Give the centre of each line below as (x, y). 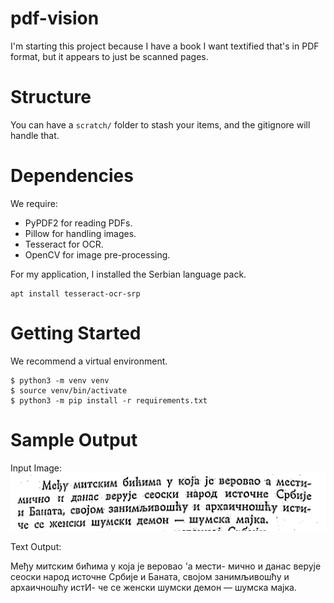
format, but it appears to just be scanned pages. (109, 56)
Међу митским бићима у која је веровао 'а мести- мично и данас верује (166, 566)
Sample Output (74, 439)
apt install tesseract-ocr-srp (75, 293)
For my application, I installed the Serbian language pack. (128, 274)
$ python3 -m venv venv (60, 380)
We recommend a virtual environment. (89, 361)
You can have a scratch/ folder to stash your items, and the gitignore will (160, 124)
